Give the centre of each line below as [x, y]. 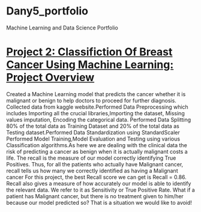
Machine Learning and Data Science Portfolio [62, 28]
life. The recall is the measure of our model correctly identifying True [91, 158]
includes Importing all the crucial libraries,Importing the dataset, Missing [95, 113]
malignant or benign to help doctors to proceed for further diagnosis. [91, 100]
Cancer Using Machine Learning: [90, 65]
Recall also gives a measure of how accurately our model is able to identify [99, 183]
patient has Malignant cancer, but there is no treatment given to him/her [95, 196]
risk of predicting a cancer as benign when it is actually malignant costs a [97, 151]
